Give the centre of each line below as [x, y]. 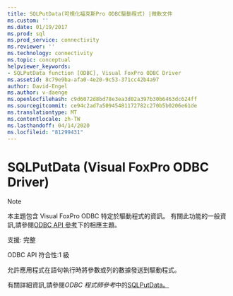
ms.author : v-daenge [38, 93]
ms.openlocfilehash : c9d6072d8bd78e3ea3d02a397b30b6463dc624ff [102, 100]
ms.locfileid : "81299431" [45, 132]
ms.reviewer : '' [31, 47]
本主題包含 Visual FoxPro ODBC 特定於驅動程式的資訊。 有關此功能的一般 [114, 216]
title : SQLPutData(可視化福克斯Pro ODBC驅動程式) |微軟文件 [90, 14]
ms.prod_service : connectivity [53, 40]
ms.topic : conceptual [39, 60]
